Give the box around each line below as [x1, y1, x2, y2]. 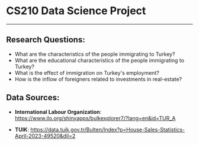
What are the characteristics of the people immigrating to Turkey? [14, 50, 175, 57]
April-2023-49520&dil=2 [14, 132, 76, 139]
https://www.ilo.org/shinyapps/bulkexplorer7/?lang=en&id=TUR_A [14, 114, 176, 121]
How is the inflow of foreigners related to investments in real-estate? [14, 75, 182, 83]
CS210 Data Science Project [6, 4, 146, 18]
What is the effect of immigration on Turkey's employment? [14, 69, 160, 76]
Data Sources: [6, 93, 60, 103]
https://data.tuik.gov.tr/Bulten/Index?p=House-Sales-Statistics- [30, 126, 185, 133]
